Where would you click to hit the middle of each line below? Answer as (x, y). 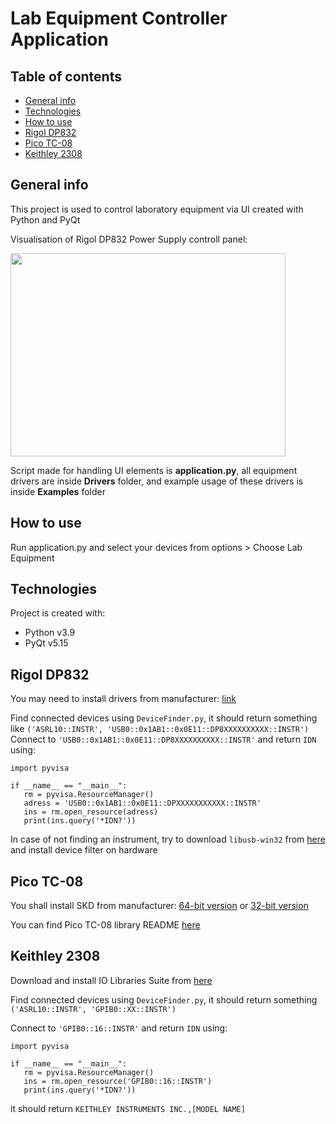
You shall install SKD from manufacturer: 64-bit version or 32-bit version (159, 906)
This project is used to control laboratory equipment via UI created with (157, 209)
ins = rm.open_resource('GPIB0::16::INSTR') (118, 1081)
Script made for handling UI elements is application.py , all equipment (154, 470)
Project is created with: (58, 613)
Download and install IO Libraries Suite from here (111, 980)
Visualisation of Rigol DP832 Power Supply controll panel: (129, 239)
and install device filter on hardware (84, 850)
